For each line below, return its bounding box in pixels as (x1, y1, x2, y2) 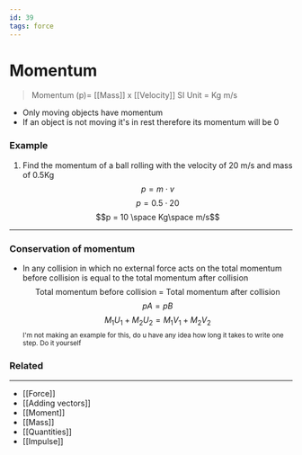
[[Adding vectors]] (22, 397, 92, 409)
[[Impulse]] (22, 436, 64, 447)
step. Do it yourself (22, 338, 82, 347)
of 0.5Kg (22, 169, 55, 180)
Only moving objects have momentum (22, 107, 164, 118)
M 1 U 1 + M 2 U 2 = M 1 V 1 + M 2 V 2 (104, 315, 211, 327)
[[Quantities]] (22, 426, 72, 437)
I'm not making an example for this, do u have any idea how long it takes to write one (22, 330, 285, 340)
